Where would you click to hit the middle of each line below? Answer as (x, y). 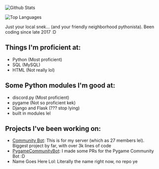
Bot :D (19, 156)
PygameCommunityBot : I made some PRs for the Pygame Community (83, 151)
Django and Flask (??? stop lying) (46, 108)
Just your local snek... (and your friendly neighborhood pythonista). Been (80, 27)
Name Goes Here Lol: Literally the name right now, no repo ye (75, 162)
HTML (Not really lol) (34, 70)
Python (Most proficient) (37, 59)
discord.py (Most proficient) (41, 97)
